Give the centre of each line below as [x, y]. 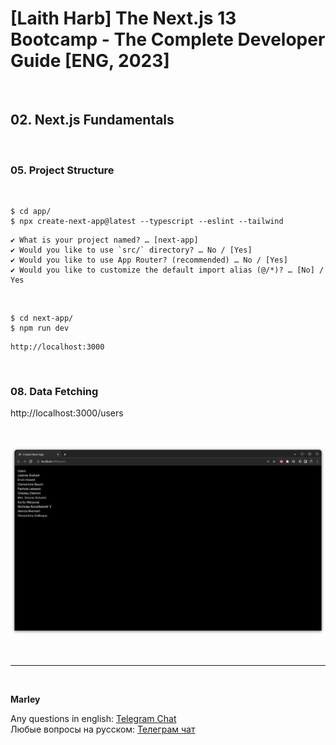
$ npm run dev [40, 328]
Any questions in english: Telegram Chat [93, 719]
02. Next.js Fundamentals [92, 120]
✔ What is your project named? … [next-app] [104, 240]
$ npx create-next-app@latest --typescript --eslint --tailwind [147, 222]
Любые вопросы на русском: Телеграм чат [103, 729]
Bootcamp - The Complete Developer [168, 39]
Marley [25, 699]
